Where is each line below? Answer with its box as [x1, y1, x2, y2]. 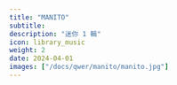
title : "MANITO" [9, 12, 69, 22]
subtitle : [9, 21, 46, 30]
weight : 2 [9, 46, 46, 55]
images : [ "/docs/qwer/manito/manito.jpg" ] [9, 63, 169, 72]
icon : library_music [9, 37, 86, 47]
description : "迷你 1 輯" [9, 29, 101, 38]
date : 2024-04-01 [9, 54, 74, 63]
